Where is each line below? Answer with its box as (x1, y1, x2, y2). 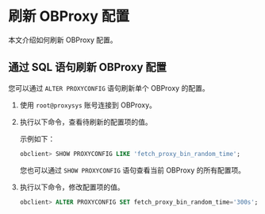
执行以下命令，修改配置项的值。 (19, 182, 125, 192)
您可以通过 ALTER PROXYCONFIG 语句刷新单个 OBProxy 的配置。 (8, 83, 209, 92)
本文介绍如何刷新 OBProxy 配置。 (8, 35, 117, 45)
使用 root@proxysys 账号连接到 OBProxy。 (19, 100, 157, 110)
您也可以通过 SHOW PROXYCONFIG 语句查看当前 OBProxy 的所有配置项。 (19, 165, 246, 175)
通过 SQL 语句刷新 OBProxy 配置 (8, 60, 167, 74)
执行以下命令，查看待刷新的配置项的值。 (19, 117, 152, 126)
